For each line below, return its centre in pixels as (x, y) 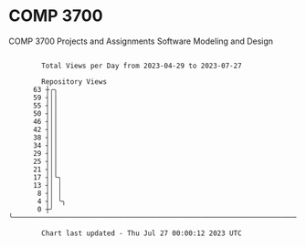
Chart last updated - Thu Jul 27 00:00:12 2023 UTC (142, 233)
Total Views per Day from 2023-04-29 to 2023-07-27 (142, 66)
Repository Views (74, 82)
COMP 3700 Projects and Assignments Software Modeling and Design (141, 41)
